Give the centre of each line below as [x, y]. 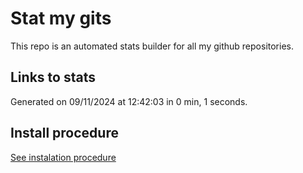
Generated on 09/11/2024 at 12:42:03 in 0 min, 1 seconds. [129, 101]
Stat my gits [61, 18]
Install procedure [64, 133]
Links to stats [53, 77]
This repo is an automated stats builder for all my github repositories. [152, 46]
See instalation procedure [63, 157]
